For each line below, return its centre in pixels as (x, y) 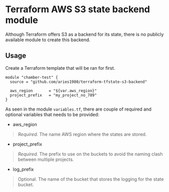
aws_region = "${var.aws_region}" (53, 91)
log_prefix (23, 169)
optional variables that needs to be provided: (52, 114)
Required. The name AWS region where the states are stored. (82, 134)
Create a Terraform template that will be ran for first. (60, 68)
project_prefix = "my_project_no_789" (53, 95)
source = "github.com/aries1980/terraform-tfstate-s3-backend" (78, 82)
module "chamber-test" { (32, 77)
